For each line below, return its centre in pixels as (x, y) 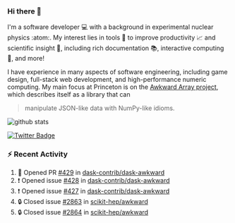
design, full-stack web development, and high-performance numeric (107, 80)
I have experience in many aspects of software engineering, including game (117, 72)
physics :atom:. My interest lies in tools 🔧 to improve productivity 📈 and (112, 37)
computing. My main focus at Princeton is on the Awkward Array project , (113, 87)
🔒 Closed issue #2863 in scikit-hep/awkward (83, 201)
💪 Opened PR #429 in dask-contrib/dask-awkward (91, 172)
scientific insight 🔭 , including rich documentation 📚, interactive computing (116, 48)
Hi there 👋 (25, 11)
